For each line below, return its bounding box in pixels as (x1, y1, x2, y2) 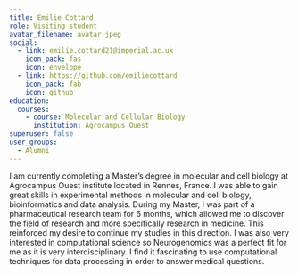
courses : (17, 104, 50, 113)
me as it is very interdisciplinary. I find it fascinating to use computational (9, 246, 277, 257)
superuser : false (9, 129, 74, 138)
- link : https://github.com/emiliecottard (17, 71, 178, 80)
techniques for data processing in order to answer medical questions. (9, 255, 265, 266)
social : (9, 37, 38, 47)
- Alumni (17, 146, 50, 154)
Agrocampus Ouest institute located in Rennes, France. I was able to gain (9, 179, 278, 190)
